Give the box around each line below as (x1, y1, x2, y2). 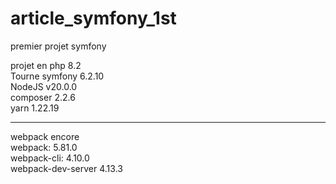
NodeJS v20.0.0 (10, 80, 78, 92)
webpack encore (10, 130, 80, 142)
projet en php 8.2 (10, 59, 82, 71)
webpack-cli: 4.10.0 (10, 152, 90, 164)
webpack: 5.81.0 (10, 141, 78, 153)
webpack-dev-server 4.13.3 (10, 162, 123, 174)
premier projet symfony (10, 40, 107, 52)
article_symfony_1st (10, 7, 177, 30)
